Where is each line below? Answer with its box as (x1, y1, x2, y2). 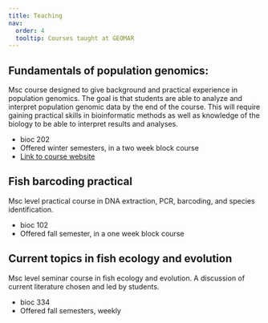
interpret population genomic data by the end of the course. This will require (8, 102, 261, 112)
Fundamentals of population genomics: (8, 63, 209, 77)
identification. (8, 204, 54, 214)
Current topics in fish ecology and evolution (8, 252, 233, 265)
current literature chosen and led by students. (8, 281, 160, 291)
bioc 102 (19, 220, 49, 229)
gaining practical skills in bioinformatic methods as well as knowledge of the (8, 111, 261, 120)
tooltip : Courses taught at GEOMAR (15, 34, 135, 42)
